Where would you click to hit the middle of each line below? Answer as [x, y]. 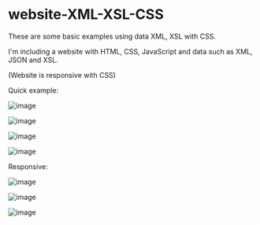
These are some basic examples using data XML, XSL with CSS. [112, 36]
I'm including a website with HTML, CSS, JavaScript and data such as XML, [131, 51]
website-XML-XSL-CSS [86, 15]
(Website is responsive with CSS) [62, 75]
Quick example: [33, 90]
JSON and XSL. [33, 60]
